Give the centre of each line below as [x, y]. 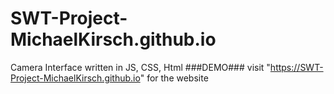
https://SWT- [296, 67]
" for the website [174, 78]
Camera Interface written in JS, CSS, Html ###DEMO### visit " [140, 67]
